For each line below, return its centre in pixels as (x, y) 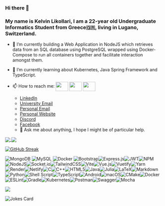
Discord (28, 119)
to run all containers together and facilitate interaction (88, 55)
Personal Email (35, 109)
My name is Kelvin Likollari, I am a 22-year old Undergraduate (81, 21)
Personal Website (38, 114)
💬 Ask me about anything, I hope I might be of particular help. (82, 130)
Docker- (147, 50)
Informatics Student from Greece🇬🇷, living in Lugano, (72, 27)
